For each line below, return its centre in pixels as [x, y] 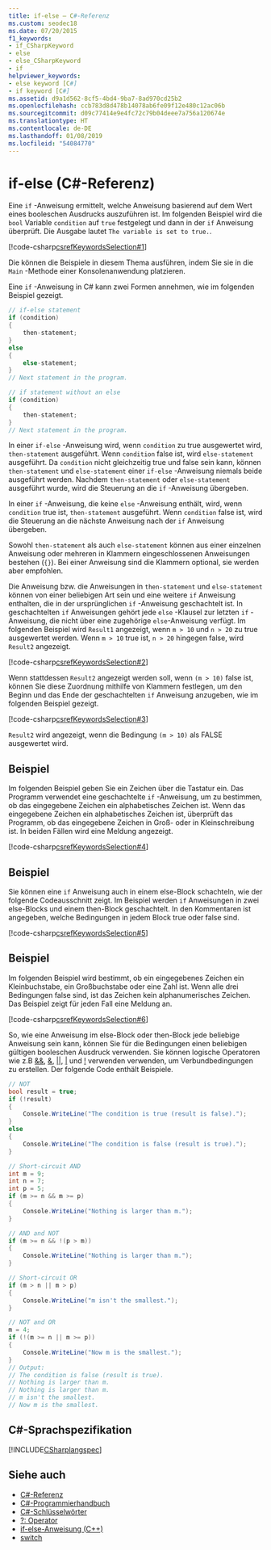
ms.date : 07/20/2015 [43, 31]
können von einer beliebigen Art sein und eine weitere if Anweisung [122, 595]
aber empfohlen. [36, 571]
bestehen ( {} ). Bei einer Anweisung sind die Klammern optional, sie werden [134, 563]
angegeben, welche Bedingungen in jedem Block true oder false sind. [124, 918]
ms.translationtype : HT [48, 121]
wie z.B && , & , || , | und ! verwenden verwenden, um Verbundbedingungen [131, 1060]
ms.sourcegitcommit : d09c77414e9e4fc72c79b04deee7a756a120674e [117, 114]
